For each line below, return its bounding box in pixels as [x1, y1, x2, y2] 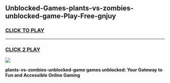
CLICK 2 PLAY [5, 46, 40, 53]
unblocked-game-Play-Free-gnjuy [5, 12, 116, 21]
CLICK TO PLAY [5, 27, 45, 34]
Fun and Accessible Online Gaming [5, 72, 80, 78]
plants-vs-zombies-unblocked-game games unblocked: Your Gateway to [5, 66, 163, 72]
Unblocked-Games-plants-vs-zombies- [5, 4, 134, 13]
